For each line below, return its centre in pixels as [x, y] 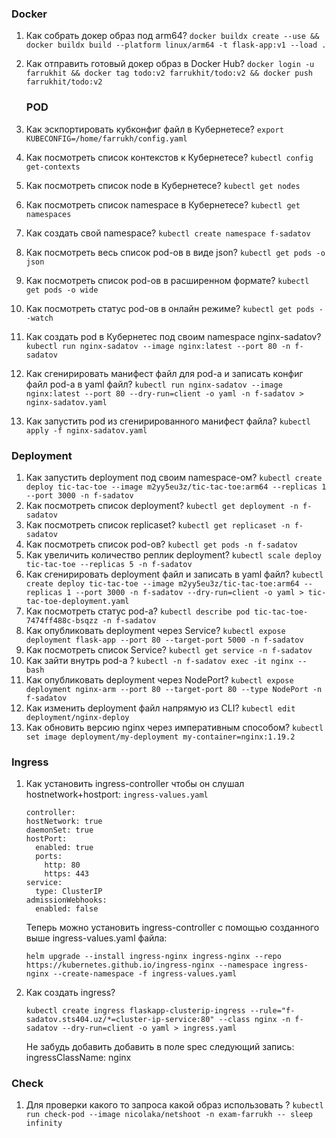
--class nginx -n [254, 1020]
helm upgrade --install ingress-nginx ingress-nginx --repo [153, 957]
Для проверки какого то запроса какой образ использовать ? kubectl [174, 1105]
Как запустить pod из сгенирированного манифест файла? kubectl [168, 421]
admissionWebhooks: [66, 900]
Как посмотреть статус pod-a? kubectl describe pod [138, 611]
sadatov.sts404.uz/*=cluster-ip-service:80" [120, 1020]
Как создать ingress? [70, 993]
